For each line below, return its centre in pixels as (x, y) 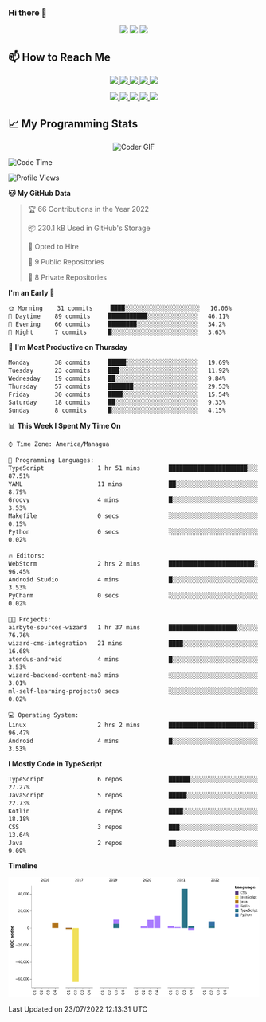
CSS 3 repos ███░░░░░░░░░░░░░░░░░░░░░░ (133, 827)
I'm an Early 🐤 (31, 292)
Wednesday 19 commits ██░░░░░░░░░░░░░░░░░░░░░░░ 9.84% (117, 378)
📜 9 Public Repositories (66, 261)
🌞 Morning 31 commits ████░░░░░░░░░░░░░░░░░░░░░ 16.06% (120, 308)
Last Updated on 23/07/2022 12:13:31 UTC (78, 1009)
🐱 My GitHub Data (40, 193)
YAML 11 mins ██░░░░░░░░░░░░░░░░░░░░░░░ (133, 484)
